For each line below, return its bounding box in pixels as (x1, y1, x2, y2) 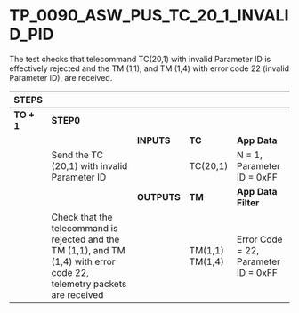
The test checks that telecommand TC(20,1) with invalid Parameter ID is (9, 53, 271, 64)
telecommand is (51, 221, 118, 234)
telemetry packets (51, 277, 127, 290)
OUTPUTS (136, 190, 181, 203)
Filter (237, 197, 260, 209)
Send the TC (51, 148, 104, 161)
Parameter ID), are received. (9, 72, 113, 83)
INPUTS (136, 134, 171, 147)
